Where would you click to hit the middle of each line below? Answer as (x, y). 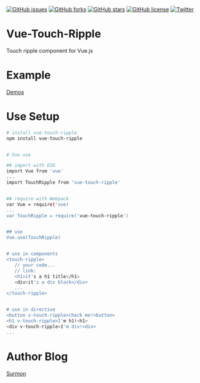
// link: (25, 271)
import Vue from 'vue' (35, 171)
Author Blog (37, 357)
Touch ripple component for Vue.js (50, 50)
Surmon (16, 373)
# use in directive (31, 310)
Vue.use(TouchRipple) (34, 238)
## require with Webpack (38, 198)
